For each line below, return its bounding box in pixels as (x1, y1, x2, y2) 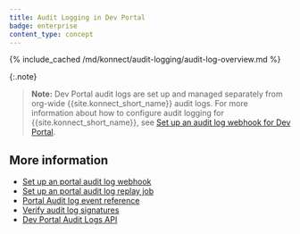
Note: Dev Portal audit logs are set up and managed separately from (30, 88, 283, 99)
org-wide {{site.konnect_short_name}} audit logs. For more (30, 98, 248, 109)
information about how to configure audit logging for (30, 108, 225, 119)
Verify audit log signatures (21, 205, 120, 215)
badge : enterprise (9, 21, 78, 30)
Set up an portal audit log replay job (21, 186, 154, 196)
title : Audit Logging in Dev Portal (9, 13, 146, 22)
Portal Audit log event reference (21, 196, 140, 206)
